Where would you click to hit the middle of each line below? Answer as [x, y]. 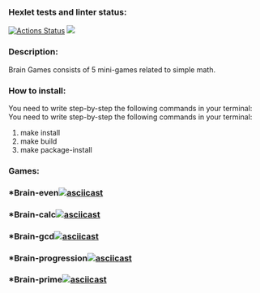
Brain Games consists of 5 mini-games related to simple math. [112, 69]
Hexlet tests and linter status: [68, 12]
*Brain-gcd [32, 236]
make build [38, 141]
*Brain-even [34, 192]
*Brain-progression [48, 258]
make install [40, 132]
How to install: [37, 90]
